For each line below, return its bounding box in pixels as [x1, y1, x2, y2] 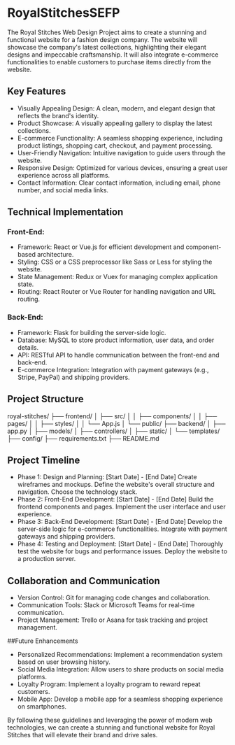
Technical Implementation [7, 206, 124, 218]
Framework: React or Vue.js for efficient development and [17, 243, 185, 251]
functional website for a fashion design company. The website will [7, 35, 198, 43]
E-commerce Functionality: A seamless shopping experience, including [17, 134, 222, 142]
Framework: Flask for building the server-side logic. [17, 328, 166, 336]
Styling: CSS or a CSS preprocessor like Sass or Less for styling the [17, 257, 213, 267]
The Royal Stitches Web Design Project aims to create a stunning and [7, 28, 207, 36]
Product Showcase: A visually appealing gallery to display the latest [17, 119, 213, 127]
